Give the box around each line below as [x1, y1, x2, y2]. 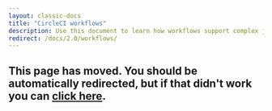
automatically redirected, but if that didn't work [8, 76, 253, 90]
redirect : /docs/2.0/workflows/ [8, 34, 117, 43]
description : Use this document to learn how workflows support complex [8, 27, 259, 35]
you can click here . [8, 89, 107, 103]
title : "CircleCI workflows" [8, 19, 107, 27]
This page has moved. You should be [8, 64, 198, 77]
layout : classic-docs [8, 11, 82, 20]
